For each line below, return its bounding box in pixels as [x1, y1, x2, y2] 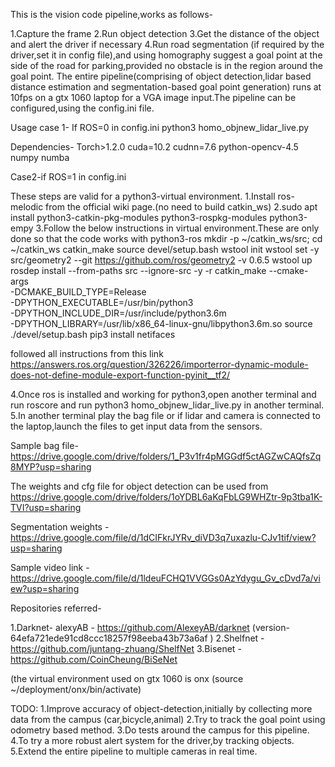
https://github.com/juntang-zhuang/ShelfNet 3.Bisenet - [10, 643, 242, 654]
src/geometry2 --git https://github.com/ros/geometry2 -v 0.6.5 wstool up [10, 254, 313, 266]
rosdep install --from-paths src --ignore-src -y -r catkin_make [10, 265, 267, 276]
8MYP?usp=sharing [10, 461, 92, 473]
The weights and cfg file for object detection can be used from [10, 480, 269, 492]
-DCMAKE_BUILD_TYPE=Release [10, 286, 147, 298]
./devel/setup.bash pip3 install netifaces [10, 329, 176, 340]
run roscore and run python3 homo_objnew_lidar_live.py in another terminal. [10, 399, 325, 411]
